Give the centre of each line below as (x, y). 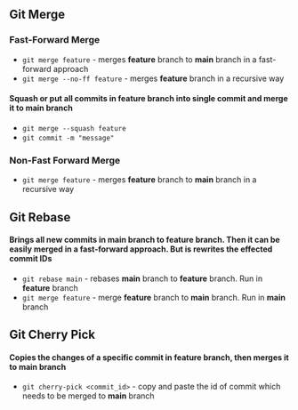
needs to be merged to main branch (88, 396)
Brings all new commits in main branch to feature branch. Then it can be (145, 240)
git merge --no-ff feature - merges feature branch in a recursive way (153, 78)
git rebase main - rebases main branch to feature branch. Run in (142, 278)
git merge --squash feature (74, 128)
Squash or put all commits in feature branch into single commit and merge (149, 99)
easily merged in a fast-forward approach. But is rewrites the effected (141, 249)
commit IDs (31, 259)
